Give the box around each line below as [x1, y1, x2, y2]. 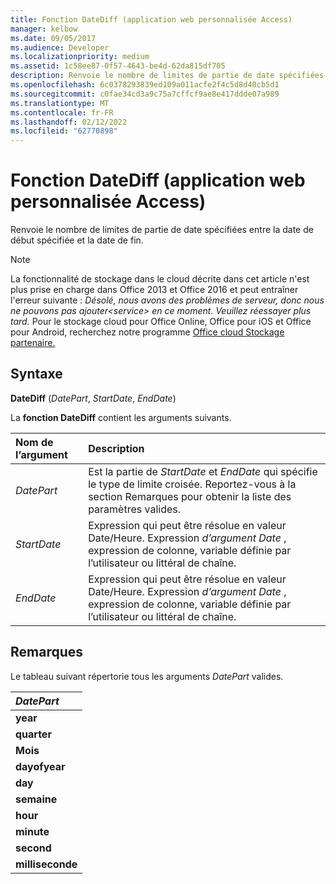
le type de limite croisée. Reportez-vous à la [88, 477, 297, 491]
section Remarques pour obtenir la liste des [88, 489, 292, 503]
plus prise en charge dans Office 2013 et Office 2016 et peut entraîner [10, 284, 299, 296]
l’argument [15, 447, 68, 461]
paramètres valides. [88, 502, 181, 516]
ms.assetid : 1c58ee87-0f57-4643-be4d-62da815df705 [10, 61, 226, 71]
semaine [15, 792, 58, 806]
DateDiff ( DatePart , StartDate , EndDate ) [10, 392, 177, 404]
